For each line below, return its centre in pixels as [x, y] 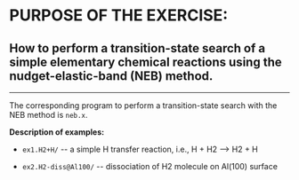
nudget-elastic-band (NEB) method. [111, 76]
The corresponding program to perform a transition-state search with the [143, 106]
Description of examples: [57, 132]
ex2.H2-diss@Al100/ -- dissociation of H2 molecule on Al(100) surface [150, 166]
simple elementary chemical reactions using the [145, 62]
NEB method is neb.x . [48, 115]
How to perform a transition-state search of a [137, 48]
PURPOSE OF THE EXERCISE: [119, 16]
